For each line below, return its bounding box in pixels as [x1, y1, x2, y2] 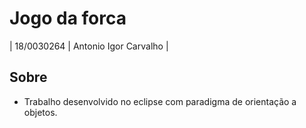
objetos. [23, 106, 58, 118]
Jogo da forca [9, 7, 127, 30]
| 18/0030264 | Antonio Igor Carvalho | [9, 40, 169, 52]
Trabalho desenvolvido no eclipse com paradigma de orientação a [23, 95, 297, 107]
